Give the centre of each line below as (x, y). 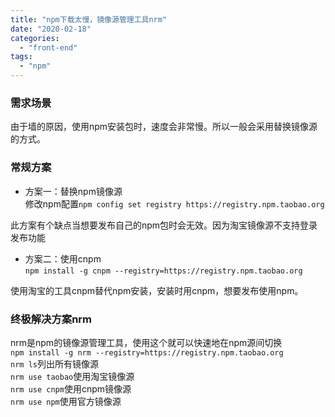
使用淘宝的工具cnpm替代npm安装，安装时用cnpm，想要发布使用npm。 (157, 290)
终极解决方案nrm (51, 319)
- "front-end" (48, 47)
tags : (21, 57)
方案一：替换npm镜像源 (73, 191)
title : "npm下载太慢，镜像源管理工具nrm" (89, 19)
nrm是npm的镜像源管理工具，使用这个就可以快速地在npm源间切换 (146, 342)
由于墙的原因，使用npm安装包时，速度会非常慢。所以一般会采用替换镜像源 (164, 127)
